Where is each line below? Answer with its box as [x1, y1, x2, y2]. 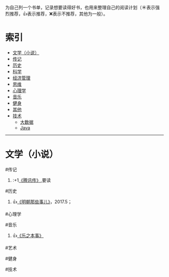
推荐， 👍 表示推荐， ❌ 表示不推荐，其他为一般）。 [9, 11, 108, 17]
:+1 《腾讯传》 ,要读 [12, 177, 51, 183]
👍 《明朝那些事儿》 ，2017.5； [12, 199, 72, 205]
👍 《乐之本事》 [12, 232, 44, 239]
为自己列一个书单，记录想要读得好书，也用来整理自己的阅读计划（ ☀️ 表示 [5, 5, 155, 10]
